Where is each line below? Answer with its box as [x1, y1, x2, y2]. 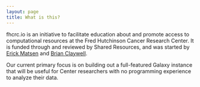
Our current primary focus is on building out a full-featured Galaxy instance [6, 61, 193, 69]
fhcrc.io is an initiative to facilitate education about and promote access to [6, 30, 190, 38]
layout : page [6, 8, 39, 15]
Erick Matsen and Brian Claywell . [6, 49, 88, 57]
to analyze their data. [6, 74, 59, 81]
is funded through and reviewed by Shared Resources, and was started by [6, 43, 190, 51]
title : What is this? [6, 14, 61, 20]
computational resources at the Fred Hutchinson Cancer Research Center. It [6, 37, 194, 44]
